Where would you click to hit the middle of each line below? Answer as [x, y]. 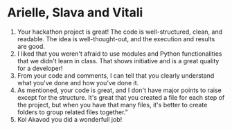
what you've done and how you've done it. [78, 83]
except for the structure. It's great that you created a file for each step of [121, 97]
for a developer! [40, 68]
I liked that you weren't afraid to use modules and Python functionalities [119, 54]
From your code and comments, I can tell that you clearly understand [116, 75]
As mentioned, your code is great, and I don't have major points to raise [119, 90]
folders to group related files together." [72, 112]
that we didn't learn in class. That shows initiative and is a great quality [118, 61]
